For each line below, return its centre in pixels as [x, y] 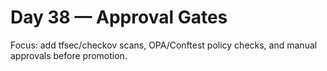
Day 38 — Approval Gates [119, 17]
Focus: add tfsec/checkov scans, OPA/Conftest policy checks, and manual [164, 45]
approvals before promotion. [69, 55]
